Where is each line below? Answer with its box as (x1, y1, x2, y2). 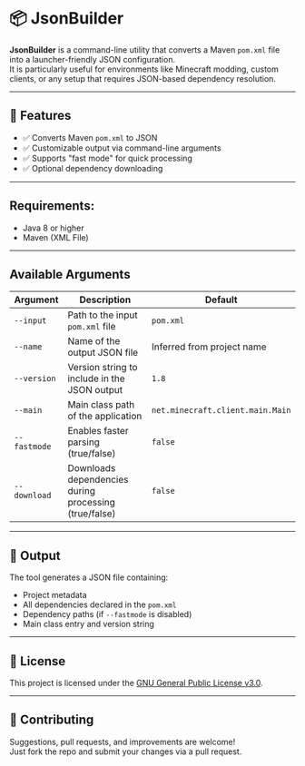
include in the (67, 372, 125, 385)
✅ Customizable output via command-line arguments (22, 142, 221, 153)
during (67, 485, 95, 497)
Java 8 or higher (22, 222, 84, 233)
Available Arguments (9, 266, 131, 282)
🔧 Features (9, 108, 72, 123)
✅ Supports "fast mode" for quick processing (22, 152, 192, 163)
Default (204, 293, 238, 306)
